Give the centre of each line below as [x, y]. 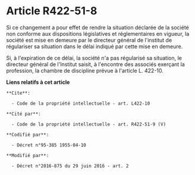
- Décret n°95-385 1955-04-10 [49, 145]
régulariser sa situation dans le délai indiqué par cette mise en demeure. [95, 46]
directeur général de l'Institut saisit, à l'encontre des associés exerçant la [96, 64]
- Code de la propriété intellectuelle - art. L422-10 [81, 103]
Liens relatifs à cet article [38, 82]
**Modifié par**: [28, 155]
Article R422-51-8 [52, 11]
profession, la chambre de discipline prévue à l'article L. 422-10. [85, 70]
